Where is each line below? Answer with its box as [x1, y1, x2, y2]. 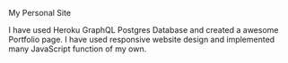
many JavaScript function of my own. [8, 43, 147, 54]
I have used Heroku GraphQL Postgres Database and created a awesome [8, 25, 279, 35]
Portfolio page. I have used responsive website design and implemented [8, 35, 275, 44]
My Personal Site [8, 8, 72, 18]
